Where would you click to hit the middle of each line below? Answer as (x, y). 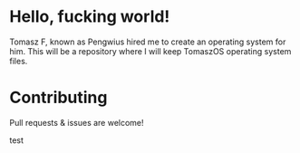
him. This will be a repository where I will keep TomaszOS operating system (150, 51)
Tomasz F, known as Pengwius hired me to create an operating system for (148, 42)
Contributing (58, 98)
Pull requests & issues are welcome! (77, 122)
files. (19, 61)
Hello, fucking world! (90, 17)
